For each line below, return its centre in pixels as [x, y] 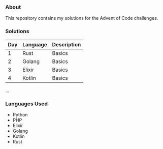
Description [67, 44]
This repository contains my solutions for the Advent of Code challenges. [82, 18]
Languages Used [27, 104]
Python [20, 114]
